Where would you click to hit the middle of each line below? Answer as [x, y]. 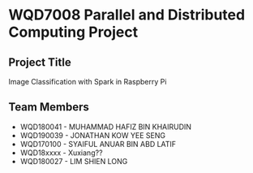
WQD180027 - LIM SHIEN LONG [74, 161]
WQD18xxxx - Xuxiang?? [61, 153]
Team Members [49, 107]
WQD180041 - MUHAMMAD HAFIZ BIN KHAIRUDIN [106, 127]
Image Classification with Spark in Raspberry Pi [88, 82]
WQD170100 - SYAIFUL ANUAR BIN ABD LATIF [98, 144]
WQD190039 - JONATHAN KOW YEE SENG [93, 135]
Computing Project [73, 32]
